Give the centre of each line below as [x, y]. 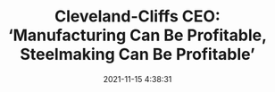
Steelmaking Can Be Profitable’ [137, 54]
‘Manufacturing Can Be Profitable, [137, 35]
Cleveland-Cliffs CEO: [137, 17]
